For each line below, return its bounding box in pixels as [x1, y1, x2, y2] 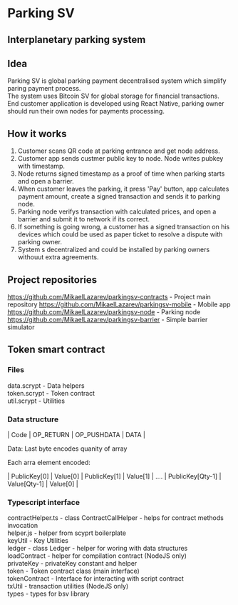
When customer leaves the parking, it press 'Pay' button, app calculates [17, 184, 229, 194]
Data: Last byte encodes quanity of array [7, 444, 128, 453]
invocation [7, 521, 38, 530]
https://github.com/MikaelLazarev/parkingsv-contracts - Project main [7, 293, 212, 301]
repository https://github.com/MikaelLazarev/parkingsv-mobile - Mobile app [7, 300, 231, 309]
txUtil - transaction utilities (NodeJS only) [7, 582, 129, 591]
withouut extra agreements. [17, 253, 99, 261]
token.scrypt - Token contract [7, 389, 95, 397]
